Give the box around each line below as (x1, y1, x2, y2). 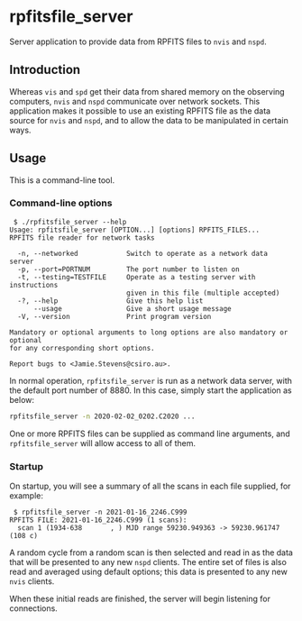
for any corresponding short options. (9, 343, 155, 352)
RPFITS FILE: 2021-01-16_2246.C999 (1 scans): (9, 516, 188, 525)
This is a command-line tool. (9, 174, 115, 186)
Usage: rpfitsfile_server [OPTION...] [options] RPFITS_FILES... (9, 225, 260, 234)
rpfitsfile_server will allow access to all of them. (9, 437, 197, 448)
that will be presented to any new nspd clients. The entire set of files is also (9, 557, 287, 568)
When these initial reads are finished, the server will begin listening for (9, 593, 270, 605)
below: (9, 394, 34, 405)
